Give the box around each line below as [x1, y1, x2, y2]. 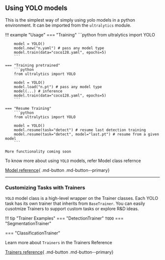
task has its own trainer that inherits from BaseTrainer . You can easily [5, 200, 145, 206]
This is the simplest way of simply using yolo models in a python [5, 17, 136, 23]
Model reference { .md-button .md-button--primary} [5, 167, 110, 173]
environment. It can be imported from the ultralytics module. [5, 22, 132, 28]
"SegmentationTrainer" [5, 221, 52, 227]
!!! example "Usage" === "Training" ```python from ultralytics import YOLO [5, 32, 156, 37]
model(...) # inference [14, 89, 63, 94]
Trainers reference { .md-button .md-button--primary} [5, 249, 114, 255]
